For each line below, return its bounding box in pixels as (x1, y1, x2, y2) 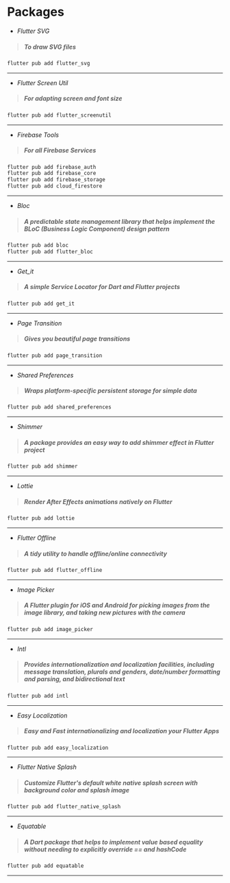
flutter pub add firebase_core (7, 170, 97, 177)
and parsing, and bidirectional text (23, 675, 125, 683)
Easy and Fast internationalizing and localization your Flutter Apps (23, 727, 220, 735)
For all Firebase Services (23, 146, 97, 154)
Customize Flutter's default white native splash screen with (23, 779, 199, 787)
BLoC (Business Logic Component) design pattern (23, 225, 170, 233)
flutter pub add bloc (7, 242, 69, 249)
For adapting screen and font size (23, 94, 123, 103)
